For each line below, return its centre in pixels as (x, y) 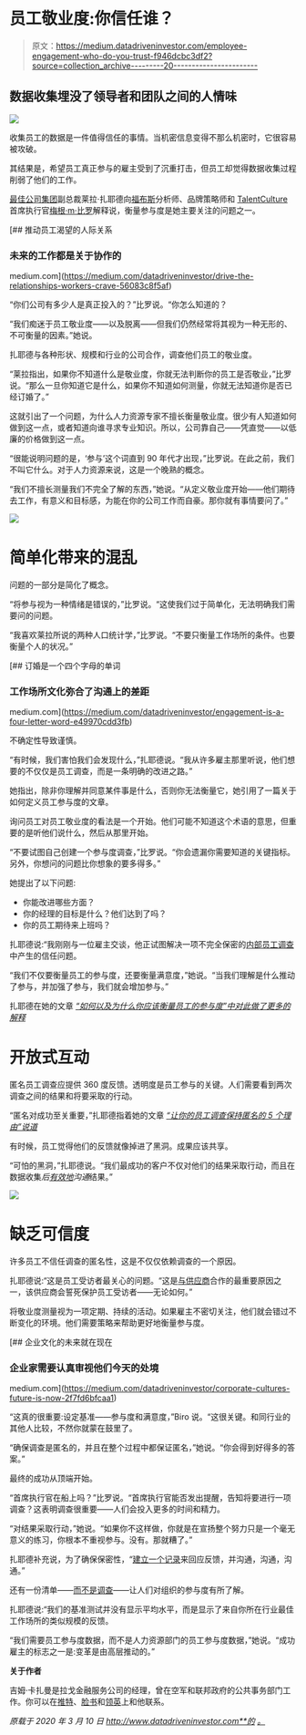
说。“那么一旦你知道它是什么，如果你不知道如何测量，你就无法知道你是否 (147, 386)
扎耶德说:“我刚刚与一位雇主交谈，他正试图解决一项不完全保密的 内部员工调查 (152, 945)
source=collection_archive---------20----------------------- (144, 66)
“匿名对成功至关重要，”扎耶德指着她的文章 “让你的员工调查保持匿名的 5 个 (147, 1115)
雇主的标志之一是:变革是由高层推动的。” (82, 1652)
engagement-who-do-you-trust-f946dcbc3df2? (122, 56)
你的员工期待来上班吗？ (66, 925)
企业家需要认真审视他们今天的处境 (84, 1368)
